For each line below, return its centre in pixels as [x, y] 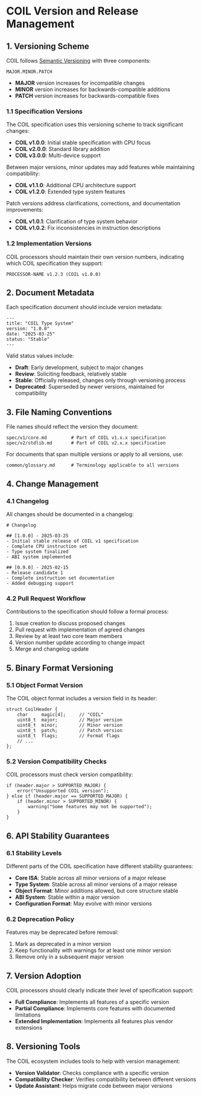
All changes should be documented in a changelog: [70, 514]
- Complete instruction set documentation [60, 578]
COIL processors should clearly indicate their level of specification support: [100, 990]
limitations [28, 1015]
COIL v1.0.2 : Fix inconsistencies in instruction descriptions [88, 228]
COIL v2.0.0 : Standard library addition [62, 149]
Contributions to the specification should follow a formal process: [87, 611]
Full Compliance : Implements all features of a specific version [92, 1002]
